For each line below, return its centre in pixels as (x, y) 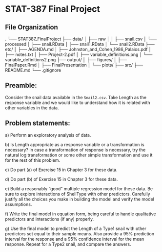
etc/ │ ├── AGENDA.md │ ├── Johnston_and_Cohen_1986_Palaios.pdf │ (78, 49)
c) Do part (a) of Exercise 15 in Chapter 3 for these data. (61, 170)
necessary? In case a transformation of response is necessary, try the (75, 150)
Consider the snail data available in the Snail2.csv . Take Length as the (76, 97)
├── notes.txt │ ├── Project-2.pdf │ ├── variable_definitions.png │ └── (79, 54)
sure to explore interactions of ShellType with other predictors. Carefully (78, 194)
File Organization (32, 27)
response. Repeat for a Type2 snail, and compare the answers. (68, 244)
